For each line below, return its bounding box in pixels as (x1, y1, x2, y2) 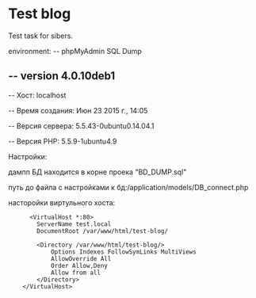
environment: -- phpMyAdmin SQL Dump (8, 46, 143, 55)
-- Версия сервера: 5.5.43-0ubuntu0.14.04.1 (8, 120, 155, 131)
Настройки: (8, 151, 48, 161)
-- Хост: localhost (8, 90, 67, 100)
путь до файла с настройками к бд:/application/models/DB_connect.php (8, 182, 249, 192)
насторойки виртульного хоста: (8, 197, 116, 207)
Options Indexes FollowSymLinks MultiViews (50, 247, 197, 256)
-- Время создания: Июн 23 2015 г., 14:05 (8, 105, 148, 115)
